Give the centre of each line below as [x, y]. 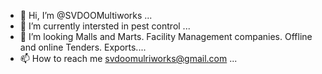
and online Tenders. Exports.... [83, 47]
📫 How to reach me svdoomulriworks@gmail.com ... [128, 58]
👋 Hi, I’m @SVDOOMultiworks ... [86, 15]
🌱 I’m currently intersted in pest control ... [105, 26]
